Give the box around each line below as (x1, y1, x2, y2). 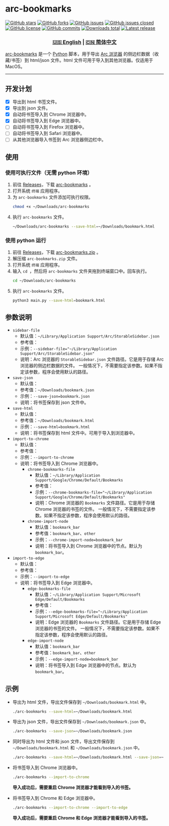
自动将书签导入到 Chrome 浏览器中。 (12, 111, 90, 117)
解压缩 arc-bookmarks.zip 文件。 (12, 255, 80, 262)
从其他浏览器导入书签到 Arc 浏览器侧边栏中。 (12, 136, 107, 143)
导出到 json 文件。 (12, 105, 51, 111)
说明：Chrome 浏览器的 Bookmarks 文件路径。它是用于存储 (35, 500, 155, 506)
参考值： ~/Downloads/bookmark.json (20, 386, 95, 393)
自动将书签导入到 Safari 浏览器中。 (12, 130, 85, 136)
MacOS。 (5, 63, 25, 70)
